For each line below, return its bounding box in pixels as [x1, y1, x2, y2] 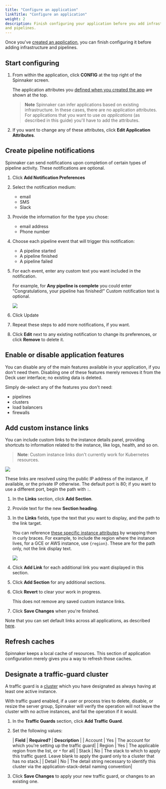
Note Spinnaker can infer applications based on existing [24, 101, 139, 107]
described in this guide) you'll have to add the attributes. [24, 117, 140, 123]
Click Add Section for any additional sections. [12, 579, 106, 585]
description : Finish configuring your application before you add [5, 21, 145, 26]
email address [19, 223, 48, 229]
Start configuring [5, 59, 59, 67]
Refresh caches [5, 637, 55, 646]
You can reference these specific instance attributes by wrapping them [12, 530, 157, 536]
